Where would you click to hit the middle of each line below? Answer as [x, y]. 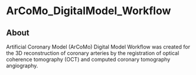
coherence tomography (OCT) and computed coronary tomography [88, 59]
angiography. [22, 66]
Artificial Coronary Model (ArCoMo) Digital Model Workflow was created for [98, 47]
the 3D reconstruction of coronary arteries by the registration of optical [93, 53]
